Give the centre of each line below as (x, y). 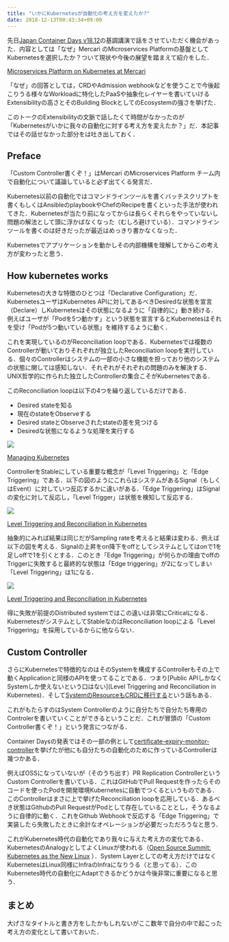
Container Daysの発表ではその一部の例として (71, 741)
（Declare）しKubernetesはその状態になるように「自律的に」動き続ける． (112, 310)
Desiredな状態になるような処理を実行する (76, 431)
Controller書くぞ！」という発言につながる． (69, 726)
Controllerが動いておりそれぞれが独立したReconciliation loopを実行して (107, 351)
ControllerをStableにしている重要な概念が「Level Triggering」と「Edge (108, 472)
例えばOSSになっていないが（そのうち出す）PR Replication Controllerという (114, 773)
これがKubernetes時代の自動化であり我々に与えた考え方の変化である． (107, 839)
